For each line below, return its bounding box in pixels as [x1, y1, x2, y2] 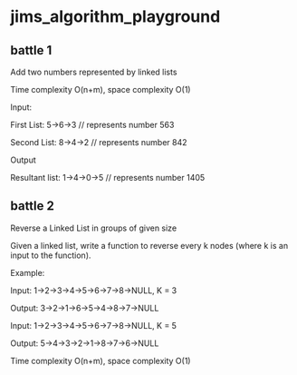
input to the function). [10, 250, 91, 261]
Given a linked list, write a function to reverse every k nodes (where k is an [10, 240, 289, 251]
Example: [10, 267, 45, 278]
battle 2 [10, 198, 55, 214]
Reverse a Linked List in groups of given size [10, 222, 177, 233]
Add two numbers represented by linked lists [10, 66, 177, 77]
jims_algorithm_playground [10, 6, 221, 27]
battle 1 [10, 43, 53, 58]
